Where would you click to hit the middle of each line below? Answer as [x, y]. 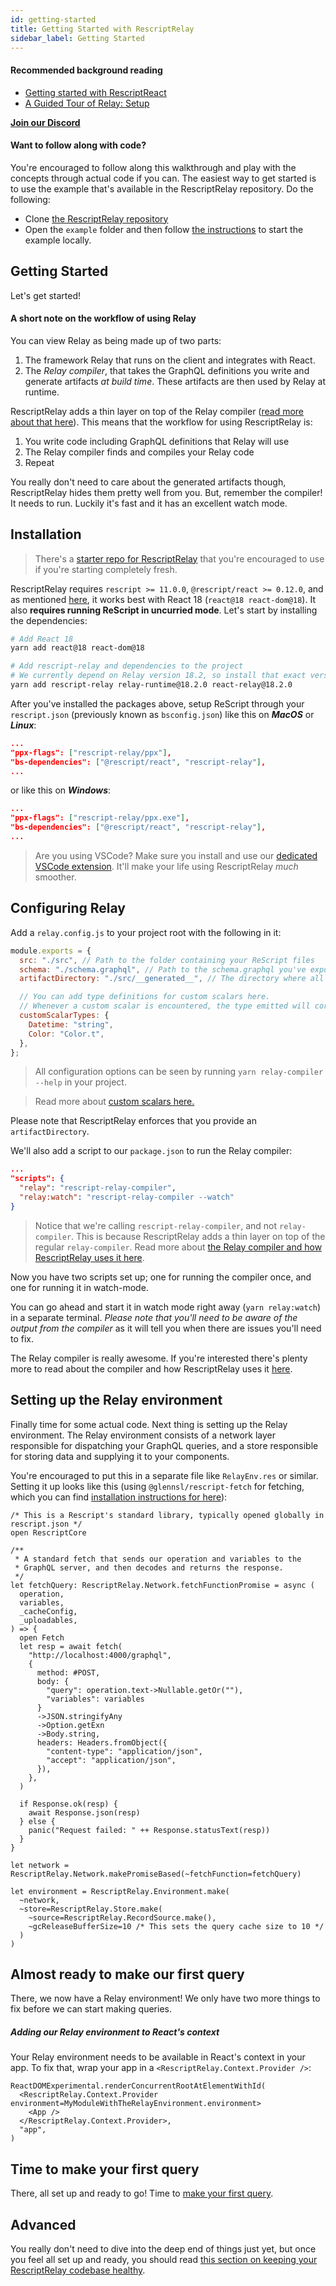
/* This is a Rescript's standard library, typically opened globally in [167, 1515]
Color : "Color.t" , [66, 1034]
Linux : [23, 725]
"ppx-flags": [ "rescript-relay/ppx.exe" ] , [100, 818]
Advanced [43, 2224]
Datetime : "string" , [71, 1024]
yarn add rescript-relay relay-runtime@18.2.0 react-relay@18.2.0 [151, 685]
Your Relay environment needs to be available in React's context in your [158, 2057]
